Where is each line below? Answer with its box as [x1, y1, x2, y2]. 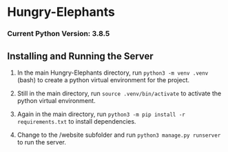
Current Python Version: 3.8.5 [7, 29, 110, 39]
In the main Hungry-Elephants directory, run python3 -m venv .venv [17, 68, 209, 77]
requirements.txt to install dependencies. [17, 117, 136, 125]
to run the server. [17, 137, 67, 146]
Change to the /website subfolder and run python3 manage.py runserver [17, 131, 221, 139]
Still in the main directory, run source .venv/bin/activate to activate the [17, 89, 222, 97]
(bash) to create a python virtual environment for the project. [17, 75, 190, 84]
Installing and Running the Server [7, 50, 154, 62]
